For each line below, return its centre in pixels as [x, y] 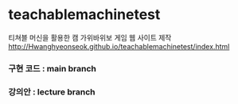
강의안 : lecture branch [52, 91]
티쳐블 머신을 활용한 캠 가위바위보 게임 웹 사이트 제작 [90, 37]
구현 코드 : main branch [53, 68]
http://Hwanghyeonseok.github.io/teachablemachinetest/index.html [119, 46]
